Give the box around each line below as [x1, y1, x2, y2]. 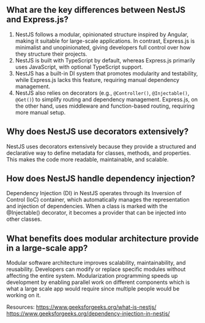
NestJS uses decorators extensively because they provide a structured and [6, 143, 197, 150]
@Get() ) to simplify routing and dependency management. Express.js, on [15, 95, 198, 103]
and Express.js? [6, 15, 69, 25]
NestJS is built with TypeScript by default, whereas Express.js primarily [15, 56, 196, 64]
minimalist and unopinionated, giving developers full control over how [15, 43, 191, 51]
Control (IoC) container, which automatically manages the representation [6, 196, 190, 204]
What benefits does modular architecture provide [6, 233, 199, 243]
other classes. [6, 215, 42, 223]
